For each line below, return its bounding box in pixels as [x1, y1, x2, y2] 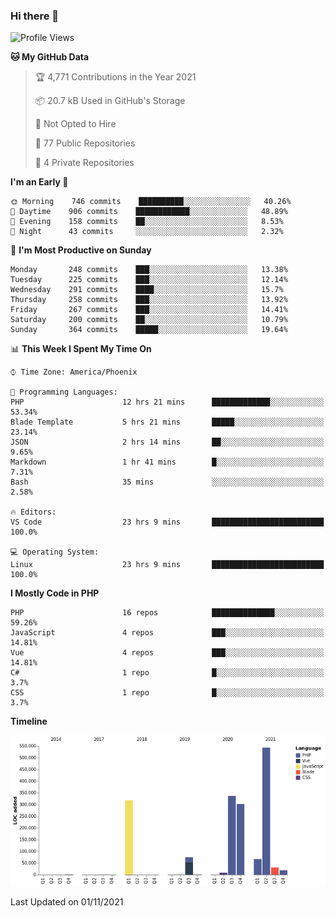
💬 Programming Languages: [10, 387, 118, 398]
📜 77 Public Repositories [34, 137, 136, 149]
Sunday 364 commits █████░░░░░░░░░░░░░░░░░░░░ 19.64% [10, 325, 288, 335]
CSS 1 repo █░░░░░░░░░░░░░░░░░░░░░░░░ [10, 688, 325, 698]
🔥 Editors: [10, 507, 57, 518]
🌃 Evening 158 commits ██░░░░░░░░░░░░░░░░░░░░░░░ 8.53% [10, 217, 284, 227]
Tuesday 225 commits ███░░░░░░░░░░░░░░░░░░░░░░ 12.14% [10, 275, 288, 285]
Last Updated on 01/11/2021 [10, 896, 124, 908]
